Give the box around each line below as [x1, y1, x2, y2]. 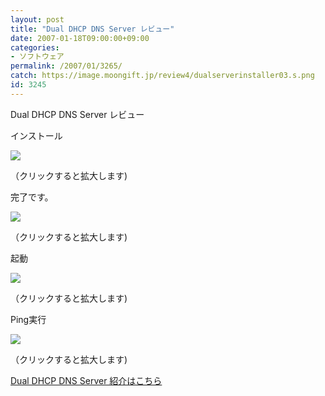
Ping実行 [10, 313, 47, 325]
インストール [10, 129, 63, 141]
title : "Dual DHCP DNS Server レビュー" [10, 24, 175, 34]
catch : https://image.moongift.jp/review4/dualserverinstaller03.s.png [10, 71, 315, 81]
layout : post [10, 14, 65, 25]
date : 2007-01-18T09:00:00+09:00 [10, 33, 150, 43]
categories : [10, 42, 60, 53]
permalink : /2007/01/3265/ [10, 61, 123, 71]
